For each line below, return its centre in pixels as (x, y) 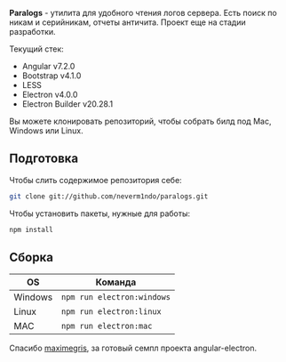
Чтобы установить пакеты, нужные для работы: (100, 213)
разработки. (32, 32)
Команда (116, 282)
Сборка (31, 257)
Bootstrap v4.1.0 (52, 76)
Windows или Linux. (47, 131)
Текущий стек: (36, 49)
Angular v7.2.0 (48, 66)
